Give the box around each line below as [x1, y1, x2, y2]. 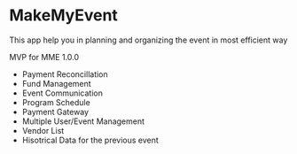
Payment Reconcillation [21, 68, 108, 80]
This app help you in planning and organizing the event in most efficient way [9, 35, 288, 45]
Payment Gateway [21, 106, 90, 117]
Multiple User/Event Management [21, 116, 145, 127]
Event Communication [21, 88, 104, 98]
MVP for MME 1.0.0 [9, 51, 80, 62]
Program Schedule [21, 96, 90, 107]
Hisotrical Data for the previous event [21, 135, 160, 145]
